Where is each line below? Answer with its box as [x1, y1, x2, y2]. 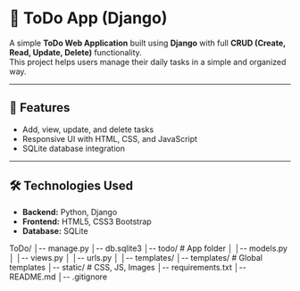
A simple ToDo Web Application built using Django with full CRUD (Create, [9, 37, 286, 48]
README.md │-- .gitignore [9, 271, 108, 282]
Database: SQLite [21, 225, 88, 236]
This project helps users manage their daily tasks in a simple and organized [9, 56, 287, 67]
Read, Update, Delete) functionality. [9, 46, 143, 57]
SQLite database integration [21, 143, 125, 154]
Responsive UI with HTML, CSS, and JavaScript [21, 133, 198, 144]
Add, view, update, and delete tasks [21, 124, 154, 135]
